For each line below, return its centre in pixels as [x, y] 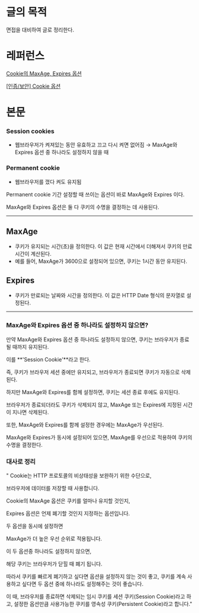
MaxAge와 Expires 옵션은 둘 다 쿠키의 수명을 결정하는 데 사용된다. [83, 207]
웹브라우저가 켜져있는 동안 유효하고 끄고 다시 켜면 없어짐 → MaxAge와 [96, 145]
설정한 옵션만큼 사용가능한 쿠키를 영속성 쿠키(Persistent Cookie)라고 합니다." [103, 604]
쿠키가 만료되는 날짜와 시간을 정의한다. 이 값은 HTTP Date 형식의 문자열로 [100, 296]
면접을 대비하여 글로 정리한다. [40, 30]
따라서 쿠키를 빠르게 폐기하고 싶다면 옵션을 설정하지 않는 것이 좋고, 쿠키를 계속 [96, 576]
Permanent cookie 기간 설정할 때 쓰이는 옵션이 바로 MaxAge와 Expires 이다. [95, 194]
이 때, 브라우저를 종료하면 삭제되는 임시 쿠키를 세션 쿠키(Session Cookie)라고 [96, 596]
